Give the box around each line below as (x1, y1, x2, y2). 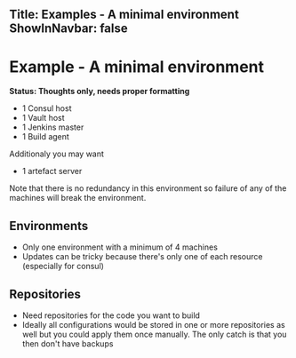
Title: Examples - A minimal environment (9, 7, 240, 22)
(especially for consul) (21, 261, 105, 272)
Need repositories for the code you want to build (21, 310, 200, 321)
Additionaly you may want (9, 148, 105, 159)
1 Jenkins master (21, 122, 84, 132)
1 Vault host (21, 113, 65, 123)
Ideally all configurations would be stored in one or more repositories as (21, 319, 286, 330)
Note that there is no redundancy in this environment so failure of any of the (9, 183, 287, 194)
